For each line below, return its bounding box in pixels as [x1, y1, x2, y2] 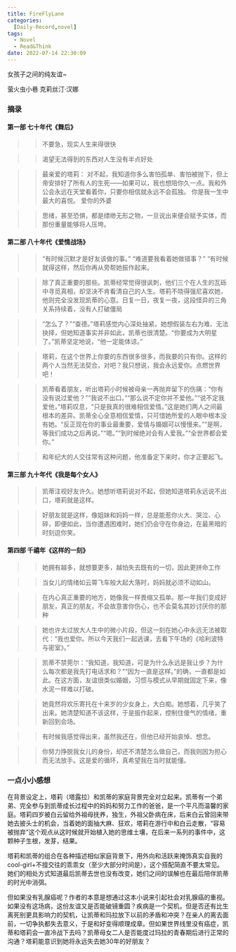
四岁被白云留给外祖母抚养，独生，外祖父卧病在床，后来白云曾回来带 [31, 810, 229, 818]
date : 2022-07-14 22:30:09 [7, 50, 86, 57]
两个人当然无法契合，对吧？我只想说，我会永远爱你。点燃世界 [41, 361, 221, 370]
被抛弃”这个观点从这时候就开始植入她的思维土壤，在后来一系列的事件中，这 [7, 827, 226, 836]
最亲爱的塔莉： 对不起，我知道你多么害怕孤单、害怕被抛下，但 [41, 170, 223, 178]
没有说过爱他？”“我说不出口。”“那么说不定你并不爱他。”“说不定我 [41, 394, 225, 402]
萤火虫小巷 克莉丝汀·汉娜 [7, 85, 79, 93]
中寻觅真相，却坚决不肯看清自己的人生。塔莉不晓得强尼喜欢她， [41, 287, 227, 296]
